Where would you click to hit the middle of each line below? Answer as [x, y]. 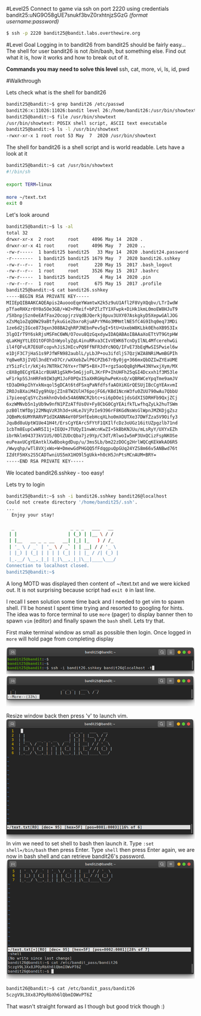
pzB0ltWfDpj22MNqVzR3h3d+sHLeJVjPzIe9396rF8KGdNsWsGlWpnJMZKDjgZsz [92, 410]
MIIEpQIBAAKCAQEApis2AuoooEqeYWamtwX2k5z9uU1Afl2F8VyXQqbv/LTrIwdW [92, 303]
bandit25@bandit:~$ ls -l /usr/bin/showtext [63, 129]
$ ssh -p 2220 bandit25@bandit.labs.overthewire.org [73, 33]
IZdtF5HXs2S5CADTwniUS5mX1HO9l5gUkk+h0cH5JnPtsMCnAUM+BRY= [81, 455]
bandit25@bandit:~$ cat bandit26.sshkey [57, 290]
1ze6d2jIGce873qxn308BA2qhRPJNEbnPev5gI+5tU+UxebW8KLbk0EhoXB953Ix [92, 328]
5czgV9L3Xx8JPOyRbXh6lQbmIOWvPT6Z [49, 995]
